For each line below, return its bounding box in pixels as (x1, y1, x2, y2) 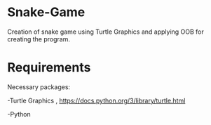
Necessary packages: (7, 82, 71, 91)
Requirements (7, 60, 91, 76)
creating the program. (7, 34, 70, 43)
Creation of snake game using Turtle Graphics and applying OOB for (7, 27, 205, 36)
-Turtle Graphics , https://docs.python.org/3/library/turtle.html (7, 96, 186, 105)
